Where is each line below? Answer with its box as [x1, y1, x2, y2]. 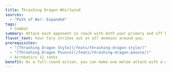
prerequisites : [5, 41, 38, 46]
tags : [5, 21, 17, 27]
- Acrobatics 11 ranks [10, 54, 58, 60]
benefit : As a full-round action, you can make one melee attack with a [5, 59, 163, 64]
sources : [5, 12, 24, 17]
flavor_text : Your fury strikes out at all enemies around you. [5, 36, 145, 41]
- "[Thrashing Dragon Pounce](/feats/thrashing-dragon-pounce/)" [10, 50, 152, 55]
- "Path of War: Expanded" [10, 17, 67, 22]
